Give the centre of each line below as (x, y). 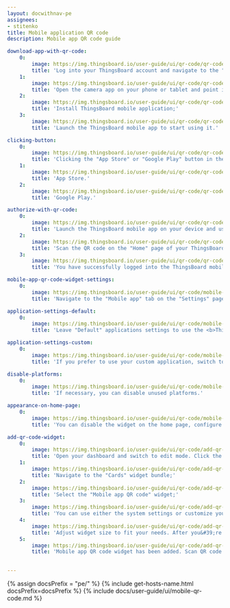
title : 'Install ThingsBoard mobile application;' (105, 109)
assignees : (23, 20)
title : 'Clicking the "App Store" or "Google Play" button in (122, 159)
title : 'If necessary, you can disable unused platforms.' (118, 393)
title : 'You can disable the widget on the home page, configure (127, 425)
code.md (20, 598)
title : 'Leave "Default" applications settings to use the (118, 330)
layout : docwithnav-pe (39, 13)
